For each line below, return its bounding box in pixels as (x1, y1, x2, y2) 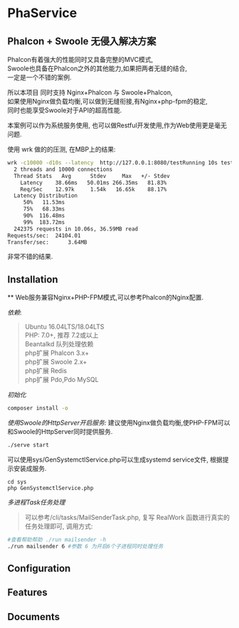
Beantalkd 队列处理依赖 (24, 340, 94, 348)
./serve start (7, 442, 50, 449)
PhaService (7, 5, 78, 21)
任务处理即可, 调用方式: (24, 521, 93, 531)
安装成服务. (13, 464, 48, 472)
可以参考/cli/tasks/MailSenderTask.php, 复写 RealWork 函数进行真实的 (24, 513, 230, 521)
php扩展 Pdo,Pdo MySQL (24, 376, 99, 384)
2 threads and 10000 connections (14, 166, 113, 173)
